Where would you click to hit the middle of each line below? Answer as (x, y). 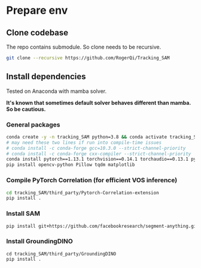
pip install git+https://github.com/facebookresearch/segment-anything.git (103, 226)
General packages (33, 125)
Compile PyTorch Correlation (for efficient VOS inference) (92, 180)
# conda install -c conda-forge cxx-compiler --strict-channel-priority (99, 153)
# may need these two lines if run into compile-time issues (84, 142)
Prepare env (37, 10)
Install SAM (23, 213)
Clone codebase (37, 33)
